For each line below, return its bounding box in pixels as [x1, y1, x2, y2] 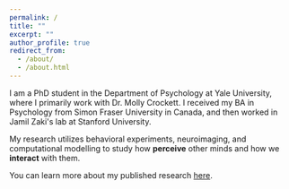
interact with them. [9, 152, 81, 163]
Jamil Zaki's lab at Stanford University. [9, 116, 152, 126]
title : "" [9, 21, 47, 30]
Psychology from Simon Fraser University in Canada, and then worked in [9, 107, 278, 117]
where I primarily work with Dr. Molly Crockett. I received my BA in [9, 97, 255, 107]
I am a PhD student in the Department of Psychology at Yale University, [9, 87, 272, 99]
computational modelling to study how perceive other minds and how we [9, 142, 280, 153]
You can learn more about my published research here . [9, 169, 214, 180]
